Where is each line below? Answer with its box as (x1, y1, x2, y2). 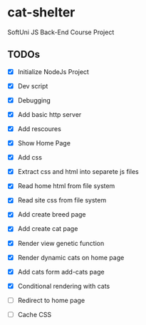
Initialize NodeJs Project (17, 67, 89, 76)
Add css (17, 153, 43, 162)
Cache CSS (17, 310, 52, 319)
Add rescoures (17, 125, 62, 133)
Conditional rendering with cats (17, 282, 110, 290)
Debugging (17, 96, 51, 104)
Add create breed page (17, 210, 87, 219)
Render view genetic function (17, 239, 105, 247)
